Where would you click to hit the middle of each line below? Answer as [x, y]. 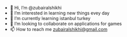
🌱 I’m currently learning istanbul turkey [50, 18]
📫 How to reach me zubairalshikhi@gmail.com [58, 29]
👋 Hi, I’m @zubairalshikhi [36, 8]
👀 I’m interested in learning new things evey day [60, 13]
